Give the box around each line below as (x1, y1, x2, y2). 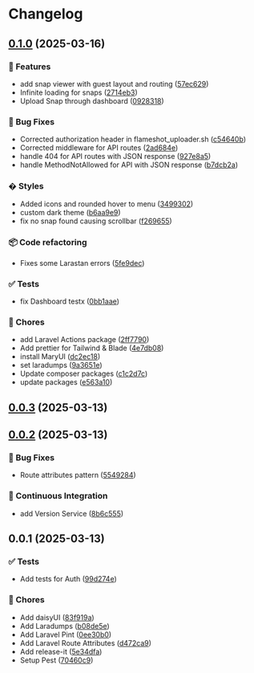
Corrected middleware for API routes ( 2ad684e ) (19, 143, 179, 153)
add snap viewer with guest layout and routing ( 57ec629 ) (19, 79, 209, 88)
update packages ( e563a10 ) (19, 377, 113, 387)
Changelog (8, 5, 83, 23)
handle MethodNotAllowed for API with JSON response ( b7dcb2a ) (19, 160, 239, 169)
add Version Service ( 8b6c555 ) (19, 508, 124, 518)
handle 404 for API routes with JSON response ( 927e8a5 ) (19, 152, 212, 161)
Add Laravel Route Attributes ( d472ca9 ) (19, 638, 152, 647)
